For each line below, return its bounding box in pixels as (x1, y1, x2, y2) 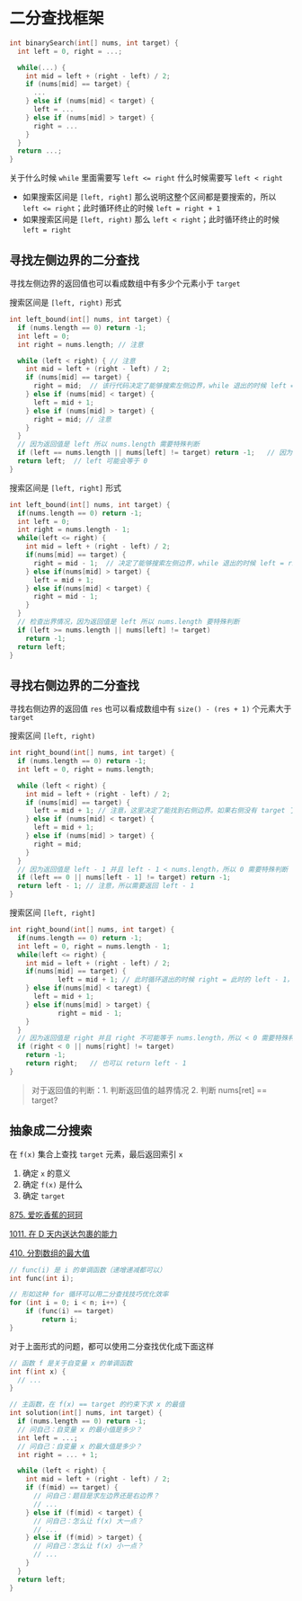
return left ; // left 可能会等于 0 (17, 457, 148, 466)
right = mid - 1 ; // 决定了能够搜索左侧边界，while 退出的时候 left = (32, 558, 285, 567)
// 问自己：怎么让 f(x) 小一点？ (32, 1542, 144, 1551)
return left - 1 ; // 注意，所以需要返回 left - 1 (17, 882, 195, 891)
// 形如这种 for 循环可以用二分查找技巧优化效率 (9, 1290, 169, 1299)
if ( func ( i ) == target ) (25, 1307, 115, 1316)
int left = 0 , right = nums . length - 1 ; (17, 941, 171, 951)
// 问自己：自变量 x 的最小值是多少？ (17, 1425, 142, 1434)
